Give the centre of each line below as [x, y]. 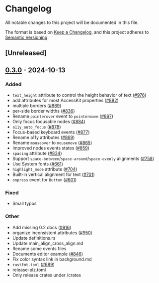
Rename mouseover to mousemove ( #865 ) [52, 143]
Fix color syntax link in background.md [52, 259]
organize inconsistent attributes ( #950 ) [52, 233]
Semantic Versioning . [27, 37]
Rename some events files [39, 248]
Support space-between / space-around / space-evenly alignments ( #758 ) [83, 159]
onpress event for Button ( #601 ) [44, 180]
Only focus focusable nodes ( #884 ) [49, 122]
